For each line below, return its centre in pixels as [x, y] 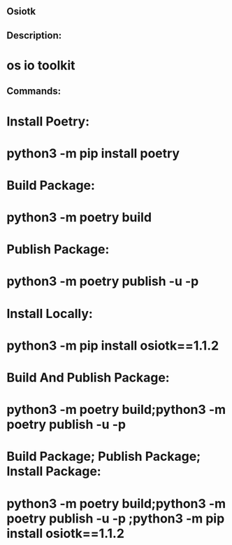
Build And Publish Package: [88, 378]
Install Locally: [50, 313]
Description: [34, 35]
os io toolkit [41, 65]
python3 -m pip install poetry [93, 153]
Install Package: [54, 471]
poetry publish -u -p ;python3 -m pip [116, 518]
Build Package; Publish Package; [104, 456]
